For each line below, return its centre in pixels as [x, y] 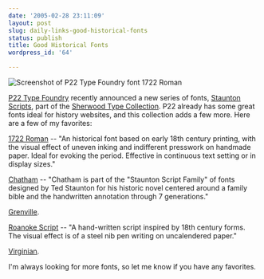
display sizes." [32, 164]
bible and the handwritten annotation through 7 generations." [108, 196]
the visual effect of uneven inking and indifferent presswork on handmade [130, 147]
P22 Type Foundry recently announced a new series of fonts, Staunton [124, 98]
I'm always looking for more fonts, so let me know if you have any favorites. [132, 267]
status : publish [35, 38]
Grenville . [24, 212]
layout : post [30, 23]
